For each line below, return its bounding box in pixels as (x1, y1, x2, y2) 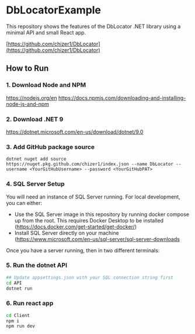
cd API (6, 280, 22, 286)
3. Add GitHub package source (6, 142, 95, 151)
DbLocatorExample (6, 4, 101, 17)
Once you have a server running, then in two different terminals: (6, 246, 160, 254)
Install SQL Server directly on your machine (14, 229, 119, 236)
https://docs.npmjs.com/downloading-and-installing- (58, 94, 186, 101)
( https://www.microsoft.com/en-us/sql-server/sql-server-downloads (14, 235, 180, 242)
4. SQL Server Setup (6, 180, 65, 188)
